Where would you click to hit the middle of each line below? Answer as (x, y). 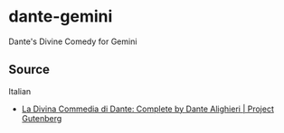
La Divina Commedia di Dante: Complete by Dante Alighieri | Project (148, 109)
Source (29, 70)
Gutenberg (42, 118)
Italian (20, 91)
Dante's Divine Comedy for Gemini (73, 41)
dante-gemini (61, 17)
